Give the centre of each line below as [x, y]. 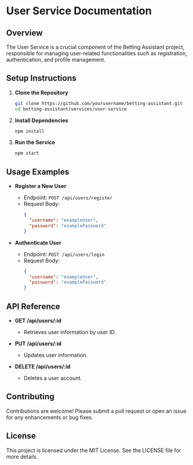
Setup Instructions [41, 78]
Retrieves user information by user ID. [70, 332]
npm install [29, 131]
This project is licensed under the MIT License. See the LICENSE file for [94, 450]
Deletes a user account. [53, 378]
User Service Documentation [79, 11]
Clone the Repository [41, 93]
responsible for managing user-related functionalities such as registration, [97, 53]
